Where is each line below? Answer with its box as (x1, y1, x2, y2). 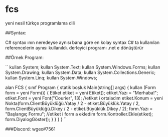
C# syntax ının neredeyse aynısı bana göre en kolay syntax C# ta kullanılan (5, 39, 159, 45)
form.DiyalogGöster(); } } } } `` (5, 116, 67, 122)
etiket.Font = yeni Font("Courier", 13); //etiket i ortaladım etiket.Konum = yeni (5, 95, 163, 101)
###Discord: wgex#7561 (5, 126, 56, 132)
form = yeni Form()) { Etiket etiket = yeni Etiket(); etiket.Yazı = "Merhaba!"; (5, 89, 158, 95)
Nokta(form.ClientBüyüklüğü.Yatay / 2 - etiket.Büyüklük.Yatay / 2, (5, 100, 140, 106)
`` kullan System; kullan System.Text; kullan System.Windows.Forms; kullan (5, 64, 160, 70)
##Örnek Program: (5, 54, 44, 60)
